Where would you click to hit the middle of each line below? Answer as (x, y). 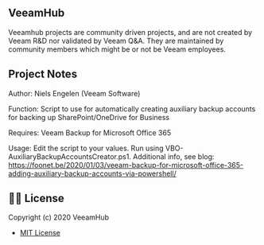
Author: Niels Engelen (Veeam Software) (74, 93)
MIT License (40, 233)
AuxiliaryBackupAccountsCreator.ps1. (70, 156)
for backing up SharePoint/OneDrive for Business (89, 117)
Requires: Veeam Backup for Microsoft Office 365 (90, 132)
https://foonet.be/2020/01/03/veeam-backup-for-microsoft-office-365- (126, 165)
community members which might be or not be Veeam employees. (117, 49)
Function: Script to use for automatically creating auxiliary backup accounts (132, 109)
